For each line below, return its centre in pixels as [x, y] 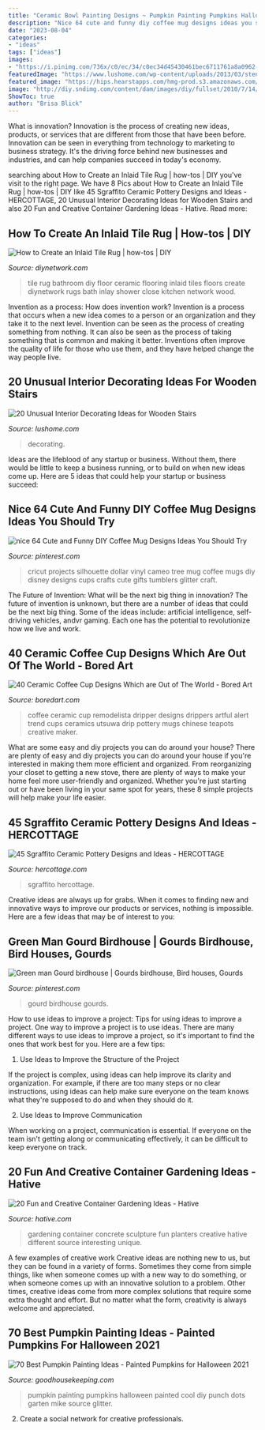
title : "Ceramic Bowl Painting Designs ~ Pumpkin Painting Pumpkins [123, 15]
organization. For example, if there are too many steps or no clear [114, 1083]
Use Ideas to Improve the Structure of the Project [99, 1059]
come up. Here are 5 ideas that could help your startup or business [117, 476]
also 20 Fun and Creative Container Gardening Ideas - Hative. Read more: [128, 209]
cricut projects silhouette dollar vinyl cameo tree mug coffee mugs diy [141, 571]
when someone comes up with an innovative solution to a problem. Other [127, 1283]
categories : [28, 38]
